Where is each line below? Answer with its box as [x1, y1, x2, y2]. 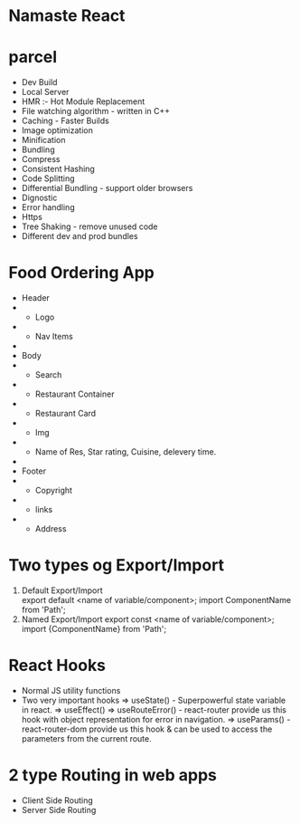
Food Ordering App [8, 263, 155, 283]
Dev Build [21, 77, 58, 88]
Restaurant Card [34, 408, 97, 419]
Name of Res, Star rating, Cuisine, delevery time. [34, 446, 217, 457]
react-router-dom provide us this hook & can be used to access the [21, 723, 273, 734]
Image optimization [21, 125, 94, 136]
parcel [8, 47, 58, 68]
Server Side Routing [21, 804, 97, 815]
